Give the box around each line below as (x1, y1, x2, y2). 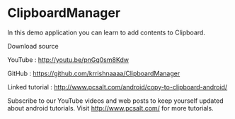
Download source (7, 42, 59, 50)
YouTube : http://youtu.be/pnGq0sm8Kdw (7, 55, 130, 64)
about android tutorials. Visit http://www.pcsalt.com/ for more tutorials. (7, 104, 214, 112)
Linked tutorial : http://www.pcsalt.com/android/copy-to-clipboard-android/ (7, 82, 228, 91)
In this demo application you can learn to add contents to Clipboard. (7, 28, 205, 37)
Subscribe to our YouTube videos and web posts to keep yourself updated (7, 96, 224, 105)
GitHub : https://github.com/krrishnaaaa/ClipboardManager (7, 69, 180, 77)
